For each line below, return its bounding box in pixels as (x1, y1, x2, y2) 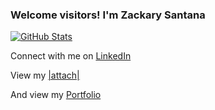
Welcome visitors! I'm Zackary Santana (10, 8, 206, 22)
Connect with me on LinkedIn (10, 50, 132, 62)
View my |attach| (10, 69, 80, 82)
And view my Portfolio (10, 89, 102, 101)
